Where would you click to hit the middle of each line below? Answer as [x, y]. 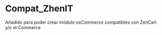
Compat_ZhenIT [39, 9]
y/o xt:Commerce [23, 27]
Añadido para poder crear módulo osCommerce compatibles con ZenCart [81, 22]
